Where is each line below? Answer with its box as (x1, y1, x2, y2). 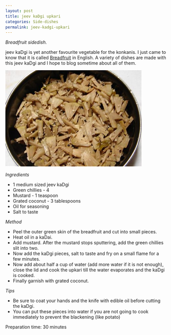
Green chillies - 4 (12, 187, 50, 193)
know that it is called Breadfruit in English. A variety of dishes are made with (5, 54, 166, 61)
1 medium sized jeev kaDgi (12, 182, 69, 188)
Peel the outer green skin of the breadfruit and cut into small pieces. (12, 229, 157, 235)
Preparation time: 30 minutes (5, 324, 67, 330)
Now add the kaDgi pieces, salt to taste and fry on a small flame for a (12, 250, 159, 257)
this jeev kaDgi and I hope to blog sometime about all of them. (5, 60, 137, 66)
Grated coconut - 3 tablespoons (12, 198, 81, 204)
